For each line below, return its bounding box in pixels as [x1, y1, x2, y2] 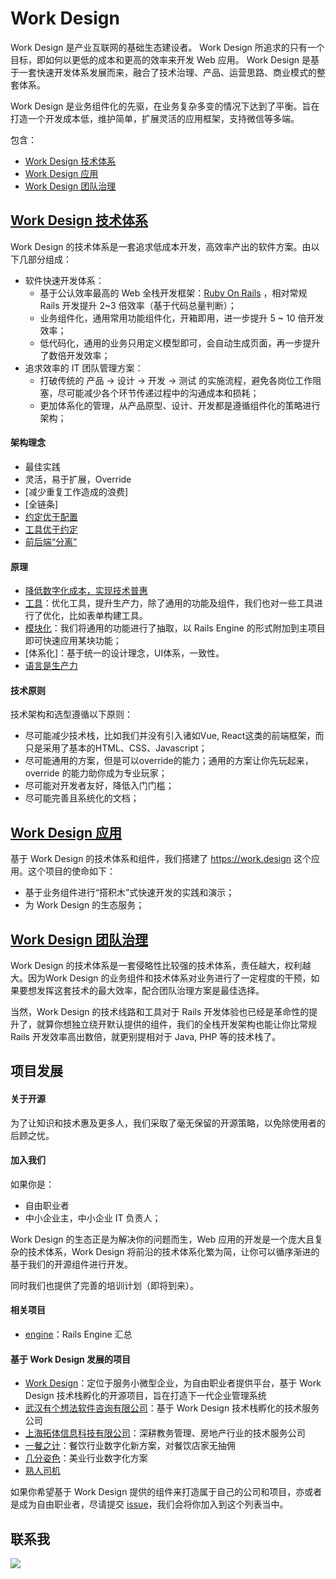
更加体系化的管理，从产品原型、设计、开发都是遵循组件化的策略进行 [39, 399, 321, 411]
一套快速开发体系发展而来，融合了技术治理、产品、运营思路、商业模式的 [18, 66, 317, 78]
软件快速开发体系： [24, 274, 105, 286]
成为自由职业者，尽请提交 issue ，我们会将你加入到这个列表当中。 [18, 1498, 289, 1511]
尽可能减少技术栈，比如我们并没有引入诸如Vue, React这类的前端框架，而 [24, 730, 325, 742]
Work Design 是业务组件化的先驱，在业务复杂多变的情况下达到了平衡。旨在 [10, 100, 320, 112]
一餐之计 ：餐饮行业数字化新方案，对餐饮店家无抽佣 [24, 1440, 236, 1452]
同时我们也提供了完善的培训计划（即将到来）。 [10, 1279, 199, 1291]
